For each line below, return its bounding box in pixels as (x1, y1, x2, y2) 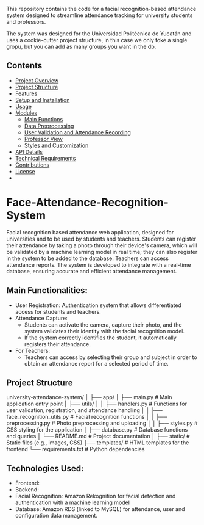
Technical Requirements (15, 154, 76, 162)
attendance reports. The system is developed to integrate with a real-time (6, 261, 191, 268)
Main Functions (24, 115, 63, 123)
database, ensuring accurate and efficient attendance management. (6, 267, 177, 275)
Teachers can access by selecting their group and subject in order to (24, 353, 197, 361)
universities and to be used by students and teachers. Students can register (6, 235, 197, 242)
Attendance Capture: (15, 314, 68, 322)
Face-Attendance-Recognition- (6, 195, 169, 209)
